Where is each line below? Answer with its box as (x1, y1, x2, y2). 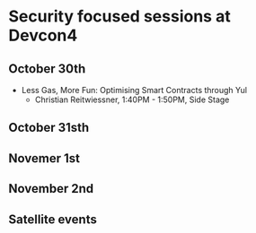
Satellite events (8, 211, 98, 227)
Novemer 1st (8, 151, 80, 166)
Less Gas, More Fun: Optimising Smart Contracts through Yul (21, 85, 248, 95)
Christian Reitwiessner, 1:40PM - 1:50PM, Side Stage (34, 94, 230, 105)
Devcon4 (8, 25, 78, 46)
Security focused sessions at (8, 6, 231, 27)
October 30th (8, 61, 86, 76)
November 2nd (8, 181, 94, 196)
